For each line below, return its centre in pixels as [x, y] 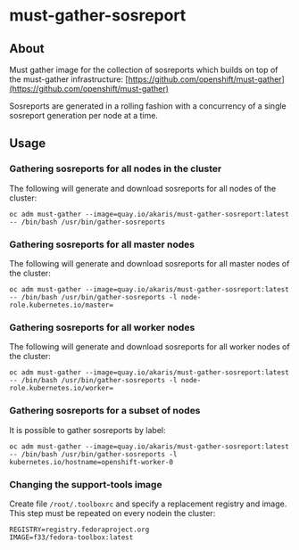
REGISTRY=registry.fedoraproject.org [79, 529]
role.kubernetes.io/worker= [62, 389]
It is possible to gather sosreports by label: [87, 430]
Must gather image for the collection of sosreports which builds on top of [144, 70]
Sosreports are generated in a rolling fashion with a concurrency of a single [148, 106]
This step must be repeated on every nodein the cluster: [112, 513]
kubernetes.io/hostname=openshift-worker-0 [91, 462]
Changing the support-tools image [86, 484]
